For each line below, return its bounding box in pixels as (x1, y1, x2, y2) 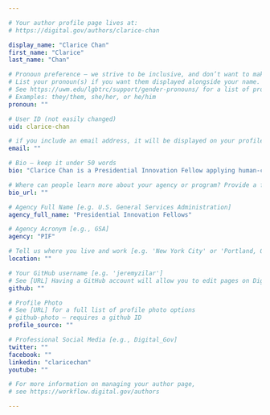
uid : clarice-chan (8, 122, 70, 131)
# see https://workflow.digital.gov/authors (8, 388, 160, 396)
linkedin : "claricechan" (8, 358, 92, 367)
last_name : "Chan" (8, 56, 70, 64)
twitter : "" (8, 343, 48, 351)
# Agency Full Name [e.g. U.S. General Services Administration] (8, 203, 231, 211)
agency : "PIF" (8, 233, 56, 241)
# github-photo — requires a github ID (8, 313, 142, 322)
